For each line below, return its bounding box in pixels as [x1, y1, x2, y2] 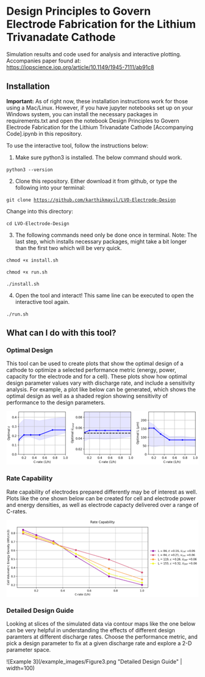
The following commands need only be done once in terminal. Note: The [15, 231, 197, 239]
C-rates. [6, 508, 27, 515]
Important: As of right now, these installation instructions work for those [6, 97, 188, 105]
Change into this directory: [6, 207, 73, 215]
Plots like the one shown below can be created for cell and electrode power [6, 494, 196, 502]
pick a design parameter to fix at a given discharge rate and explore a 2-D [6, 640, 192, 647]
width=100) [6, 665, 35, 672]
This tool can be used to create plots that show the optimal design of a [6, 360, 184, 368]
